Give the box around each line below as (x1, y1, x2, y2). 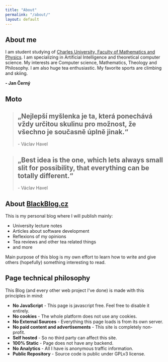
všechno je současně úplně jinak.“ (17, 127, 128, 136)
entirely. (12, 307, 30, 314)
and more (12, 244, 33, 250)
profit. (12, 329, 25, 335)
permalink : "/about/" (5, 12, 51, 17)
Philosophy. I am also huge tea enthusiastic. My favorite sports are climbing (5, 65, 162, 71)
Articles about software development (12, 228, 90, 234)
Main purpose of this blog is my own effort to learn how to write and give (5, 254, 156, 260)
